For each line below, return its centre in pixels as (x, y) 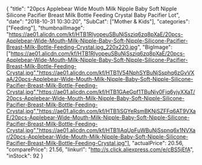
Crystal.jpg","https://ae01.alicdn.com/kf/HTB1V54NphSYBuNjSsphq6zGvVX (100, 73)
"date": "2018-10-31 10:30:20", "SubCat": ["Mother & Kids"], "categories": (98, 21)
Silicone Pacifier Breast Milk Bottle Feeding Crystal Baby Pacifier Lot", (93, 15)
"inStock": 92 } (25, 156)
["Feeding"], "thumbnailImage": (45, 28)
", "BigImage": (155, 47)
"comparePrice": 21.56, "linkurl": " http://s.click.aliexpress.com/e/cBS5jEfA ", (100, 149)
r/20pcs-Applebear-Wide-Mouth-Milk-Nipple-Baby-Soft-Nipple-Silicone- (97, 137)
